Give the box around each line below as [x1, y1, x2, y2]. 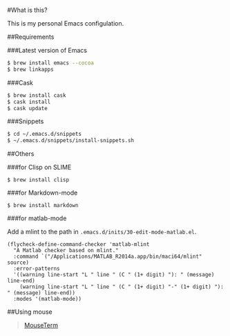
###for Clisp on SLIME [7, 163, 72, 172]
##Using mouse [7, 308, 53, 316]
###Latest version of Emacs [7, 46, 88, 54]
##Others [7, 150, 35, 158]
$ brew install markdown [7, 202, 79, 209]
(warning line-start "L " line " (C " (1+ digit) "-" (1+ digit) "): [19, 283, 224, 290]
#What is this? [7, 6, 48, 14]
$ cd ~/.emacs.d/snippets [7, 131, 82, 138]
